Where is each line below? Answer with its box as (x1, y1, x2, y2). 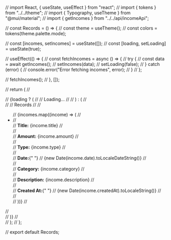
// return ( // (5, 86, 30, 92)
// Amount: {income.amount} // (12, 133, 79, 139)
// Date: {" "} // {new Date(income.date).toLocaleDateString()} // (12, 155, 146, 161)
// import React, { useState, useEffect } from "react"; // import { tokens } (5, 5, 157, 10)
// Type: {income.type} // (12, 144, 66, 150)
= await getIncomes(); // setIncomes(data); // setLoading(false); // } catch (5, 61, 160, 67)
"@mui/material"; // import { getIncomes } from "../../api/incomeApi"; (5, 15, 149, 21)
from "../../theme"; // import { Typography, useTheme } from (5, 10, 131, 16)
